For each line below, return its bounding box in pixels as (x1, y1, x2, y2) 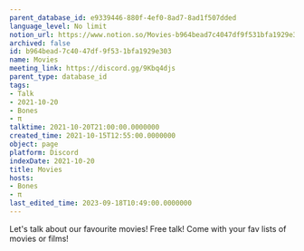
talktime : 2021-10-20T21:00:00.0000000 (9, 123, 160, 132)
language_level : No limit (9, 22, 107, 31)
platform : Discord (9, 148, 79, 157)
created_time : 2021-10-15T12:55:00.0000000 (9, 131, 176, 140)
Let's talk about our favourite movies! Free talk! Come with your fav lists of (9, 223, 287, 234)
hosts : (9, 173, 34, 182)
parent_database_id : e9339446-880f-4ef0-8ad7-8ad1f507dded (9, 13, 237, 23)
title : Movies (9, 165, 63, 174)
